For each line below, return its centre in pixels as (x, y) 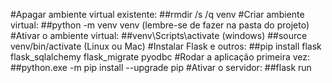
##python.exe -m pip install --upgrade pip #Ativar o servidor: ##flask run (161, 67)
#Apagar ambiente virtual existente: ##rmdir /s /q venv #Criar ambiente (157, 14)
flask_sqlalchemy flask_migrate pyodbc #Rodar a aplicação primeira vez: (160, 57)
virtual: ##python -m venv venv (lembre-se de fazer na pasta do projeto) (160, 25)
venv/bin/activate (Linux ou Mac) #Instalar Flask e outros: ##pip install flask (166, 46)
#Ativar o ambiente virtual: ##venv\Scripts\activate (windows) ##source (159, 35)
